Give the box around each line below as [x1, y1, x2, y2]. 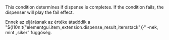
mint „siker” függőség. [5, 30, 52, 35]
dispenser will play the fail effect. [5, 9, 74, 15]
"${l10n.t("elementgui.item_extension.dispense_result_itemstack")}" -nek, [5, 24, 158, 30]
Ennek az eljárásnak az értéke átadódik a [5, 19, 91, 25]
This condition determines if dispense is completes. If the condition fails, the [5, 4, 164, 10]
